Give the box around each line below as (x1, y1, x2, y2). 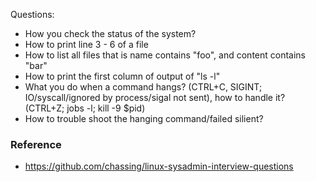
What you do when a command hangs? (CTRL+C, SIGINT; (24, 81, 263, 93)
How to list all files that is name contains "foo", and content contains (24, 49, 306, 61)
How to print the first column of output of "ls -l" (24, 70, 221, 82)
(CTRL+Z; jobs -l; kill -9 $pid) (24, 102, 146, 114)
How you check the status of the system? (24, 28, 197, 39)
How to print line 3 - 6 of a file (24, 39, 149, 50)
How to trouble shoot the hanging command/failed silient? (24, 113, 264, 124)
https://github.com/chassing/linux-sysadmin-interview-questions (24, 160, 294, 173)
